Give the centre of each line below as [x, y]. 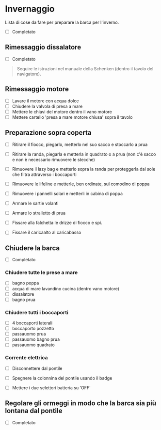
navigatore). [29, 74]
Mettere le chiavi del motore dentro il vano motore [62, 111]
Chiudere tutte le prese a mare [41, 272]
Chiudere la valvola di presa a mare [47, 106]
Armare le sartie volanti [35, 203]
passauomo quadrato [33, 345]
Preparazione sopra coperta [48, 133]
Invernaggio [30, 9]
